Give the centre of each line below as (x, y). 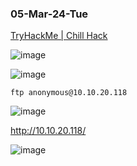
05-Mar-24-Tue (49, 14)
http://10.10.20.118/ (48, 131)
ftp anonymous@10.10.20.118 (69, 93)
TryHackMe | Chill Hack (59, 36)
